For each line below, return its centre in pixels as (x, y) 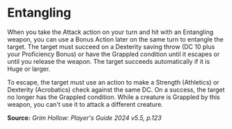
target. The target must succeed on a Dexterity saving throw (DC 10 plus (111, 46)
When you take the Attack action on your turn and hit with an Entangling (110, 32)
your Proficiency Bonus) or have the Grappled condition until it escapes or (114, 54)
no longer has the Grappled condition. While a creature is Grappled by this (114, 97)
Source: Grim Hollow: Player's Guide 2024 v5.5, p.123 (84, 118)
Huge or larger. (29, 69)
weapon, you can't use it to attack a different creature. (85, 104)
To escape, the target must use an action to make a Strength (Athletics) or (113, 82)
